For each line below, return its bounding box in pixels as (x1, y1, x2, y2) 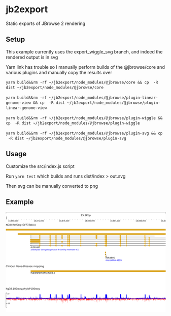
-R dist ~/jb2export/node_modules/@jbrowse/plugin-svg (8, 136, 126, 141)
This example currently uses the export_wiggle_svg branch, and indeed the (6, 48, 163, 54)
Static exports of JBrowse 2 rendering (6, 20, 86, 26)
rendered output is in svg (6, 54, 58, 60)
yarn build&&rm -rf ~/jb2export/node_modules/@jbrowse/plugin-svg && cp (6, 131, 163, 136)
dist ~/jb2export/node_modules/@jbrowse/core (6, 85, 104, 90)
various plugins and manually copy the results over (6, 69, 112, 75)
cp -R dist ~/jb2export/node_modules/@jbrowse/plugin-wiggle (6, 121, 140, 126)
